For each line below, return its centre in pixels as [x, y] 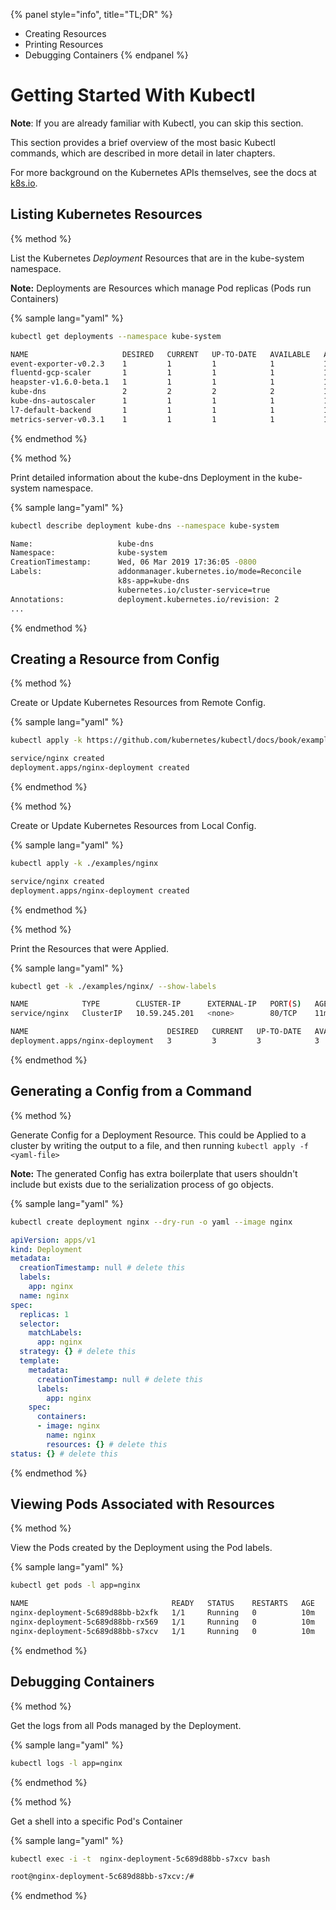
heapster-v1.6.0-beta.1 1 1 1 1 [142, 382]
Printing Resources [64, 44]
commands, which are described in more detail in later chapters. [143, 153]
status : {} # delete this [64, 1454]
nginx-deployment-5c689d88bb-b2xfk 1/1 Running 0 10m [162, 1613]
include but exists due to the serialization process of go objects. [142, 1184]
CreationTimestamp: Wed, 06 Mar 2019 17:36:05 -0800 [133, 562]
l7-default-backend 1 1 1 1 [142, 410]
